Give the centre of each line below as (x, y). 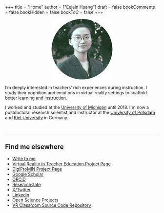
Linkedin (21, 195)
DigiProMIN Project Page (37, 169)
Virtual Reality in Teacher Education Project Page (61, 164)
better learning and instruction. (36, 98)
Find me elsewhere (35, 147)
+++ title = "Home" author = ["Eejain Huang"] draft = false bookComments (80, 7)
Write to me (24, 159)
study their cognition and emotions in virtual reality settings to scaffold (76, 93)
